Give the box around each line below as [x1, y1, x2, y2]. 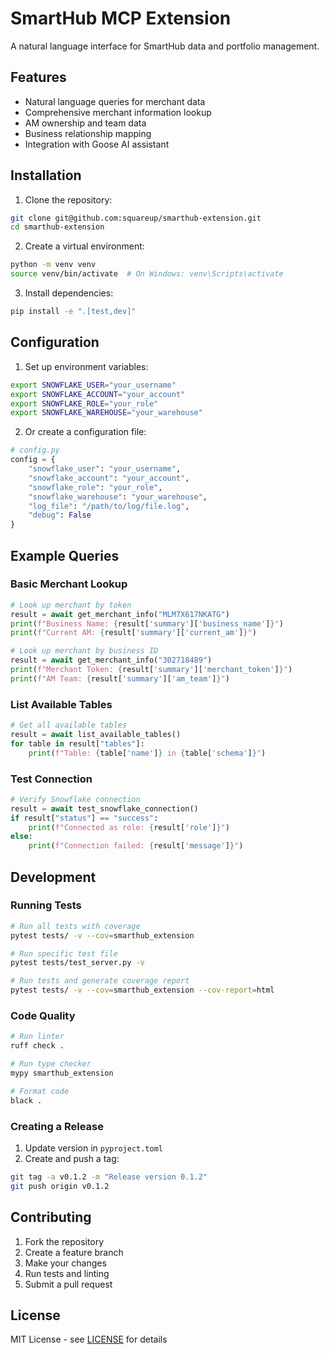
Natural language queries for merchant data [24, 95, 206, 107]
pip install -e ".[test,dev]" [10, 307, 137, 317]
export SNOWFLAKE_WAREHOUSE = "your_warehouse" [10, 408, 203, 418]
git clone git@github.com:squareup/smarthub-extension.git [10, 213, 262, 223]
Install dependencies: [24, 287, 114, 299]
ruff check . [10, 1041, 65, 1051]
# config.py [10, 445, 60, 456]
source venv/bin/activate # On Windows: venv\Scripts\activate [10, 269, 284, 279]
